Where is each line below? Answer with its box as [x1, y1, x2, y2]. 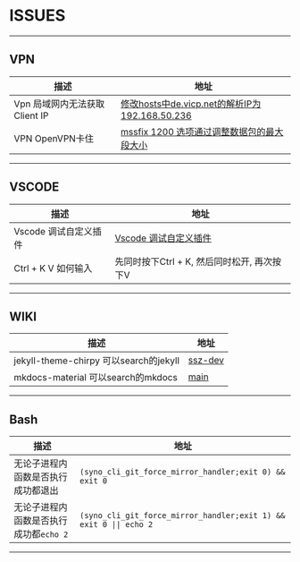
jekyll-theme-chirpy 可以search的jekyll [13, 354, 180, 367]
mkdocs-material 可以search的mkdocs [13, 371, 179, 384]
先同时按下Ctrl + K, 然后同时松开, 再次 [114, 255, 273, 268]
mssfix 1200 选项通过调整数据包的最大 [120, 125, 284, 138]
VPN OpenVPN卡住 [13, 132, 94, 144]
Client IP [13, 109, 49, 122]
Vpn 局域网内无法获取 [13, 98, 105, 110]
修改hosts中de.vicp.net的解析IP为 [120, 98, 262, 110]
